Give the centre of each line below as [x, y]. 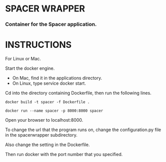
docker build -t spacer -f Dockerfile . [48, 102]
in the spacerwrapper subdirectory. [41, 135]
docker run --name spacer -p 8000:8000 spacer [54, 111]
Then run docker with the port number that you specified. [64, 155]
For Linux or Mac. [23, 59]
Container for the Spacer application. [51, 24]
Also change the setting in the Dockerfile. [47, 145]
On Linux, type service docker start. [49, 83]
